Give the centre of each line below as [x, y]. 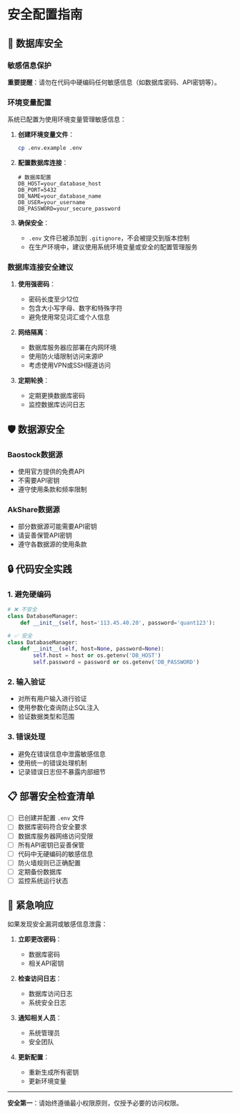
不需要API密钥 [39, 481]
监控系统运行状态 [43, 880]
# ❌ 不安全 [22, 610]
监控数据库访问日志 [57, 405]
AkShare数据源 [34, 509]
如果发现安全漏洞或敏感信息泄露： [57, 924]
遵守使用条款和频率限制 [52, 489]
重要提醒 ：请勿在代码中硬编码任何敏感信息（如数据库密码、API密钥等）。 [114, 82]
